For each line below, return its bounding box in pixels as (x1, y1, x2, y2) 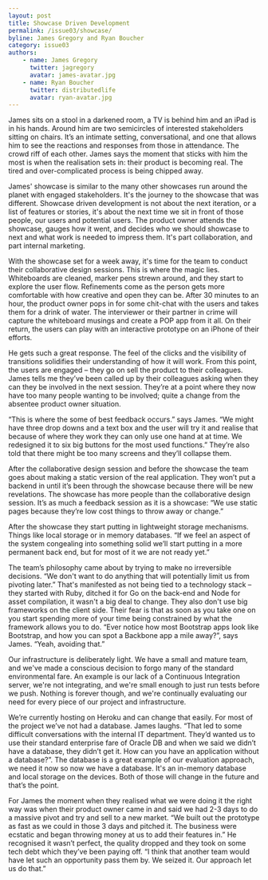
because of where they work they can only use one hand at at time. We (8, 432, 242, 442)
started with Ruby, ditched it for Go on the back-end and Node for (24, 589, 241, 598)
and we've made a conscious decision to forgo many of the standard (8, 664, 234, 673)
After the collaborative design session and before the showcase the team (8, 464, 249, 474)
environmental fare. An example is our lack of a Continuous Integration (8, 672, 241, 681)
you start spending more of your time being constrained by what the (8, 614, 233, 624)
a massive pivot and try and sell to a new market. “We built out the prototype (8, 813, 260, 823)
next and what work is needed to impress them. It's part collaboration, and (8, 232, 253, 242)
